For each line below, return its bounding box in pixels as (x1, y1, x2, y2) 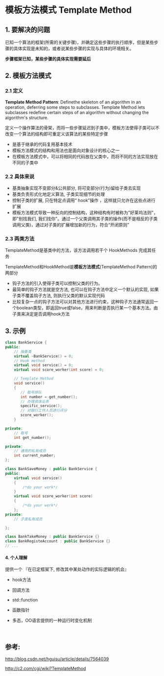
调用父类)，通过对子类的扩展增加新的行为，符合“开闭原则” (12, 221, 130, 228)
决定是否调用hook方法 (25, 311, 70, 317)
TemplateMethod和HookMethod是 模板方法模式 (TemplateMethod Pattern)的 (5, 264, 158, 270)
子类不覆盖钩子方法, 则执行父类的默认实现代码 (12, 292, 105, 299)
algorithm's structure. (5, 115, 49, 121)
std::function (12, 597, 38, 603)
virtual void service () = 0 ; (14, 363, 73, 368)
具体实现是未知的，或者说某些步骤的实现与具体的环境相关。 (13, 46, 134, 51)
